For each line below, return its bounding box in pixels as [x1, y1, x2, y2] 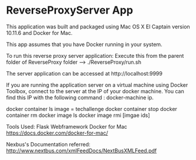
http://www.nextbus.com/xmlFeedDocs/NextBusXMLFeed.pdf [6, 147, 157, 154]
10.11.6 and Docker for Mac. [6, 29, 73, 36]
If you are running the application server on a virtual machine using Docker [6, 81, 188, 89]
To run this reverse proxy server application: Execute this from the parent [6, 52, 184, 59]
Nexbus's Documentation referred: [6, 141, 90, 148]
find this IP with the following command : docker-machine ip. [6, 94, 154, 101]
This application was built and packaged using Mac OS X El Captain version [6, 23, 190, 30]
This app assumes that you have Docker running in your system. [6, 41, 162, 48]
